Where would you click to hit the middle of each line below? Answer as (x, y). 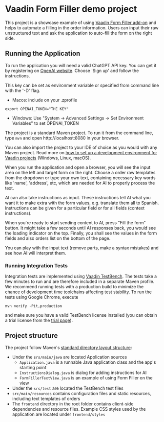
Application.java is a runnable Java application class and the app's (88, 362)
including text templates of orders (46, 399)
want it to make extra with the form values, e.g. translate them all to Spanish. (82, 203)
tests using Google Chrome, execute (42, 297)
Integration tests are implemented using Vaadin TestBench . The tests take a (81, 276)
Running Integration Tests (36, 265)
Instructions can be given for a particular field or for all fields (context (75, 208)
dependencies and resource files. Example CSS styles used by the (79, 409)
